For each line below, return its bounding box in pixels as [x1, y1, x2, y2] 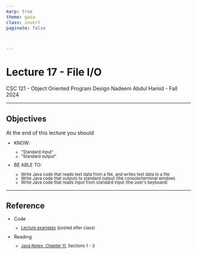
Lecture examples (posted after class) [21, 225, 96, 231]
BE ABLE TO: [13, 162, 42, 168]
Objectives [6, 114, 47, 124]
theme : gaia [6, 14, 35, 20]
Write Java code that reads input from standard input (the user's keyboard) [21, 180, 168, 185]
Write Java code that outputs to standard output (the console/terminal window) [21, 175, 176, 181]
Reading [13, 233, 32, 240]
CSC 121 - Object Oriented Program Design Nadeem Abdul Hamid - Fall [6, 85, 178, 92]
